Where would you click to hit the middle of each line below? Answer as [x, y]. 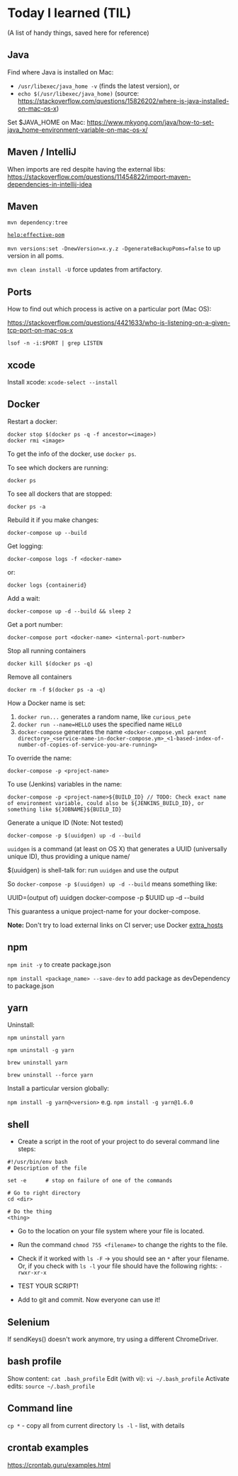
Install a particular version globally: [58, 1088]
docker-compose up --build [47, 533]
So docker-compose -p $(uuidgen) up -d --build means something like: [112, 884]
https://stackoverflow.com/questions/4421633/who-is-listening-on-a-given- [119, 323]
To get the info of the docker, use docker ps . [72, 454]
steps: [27, 1149]
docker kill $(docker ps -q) [50, 664]
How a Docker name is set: [47, 703]
